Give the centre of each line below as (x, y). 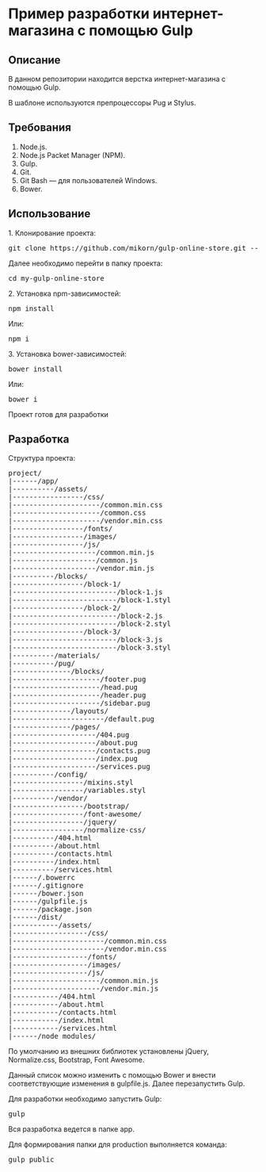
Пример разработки (79, 14)
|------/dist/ (36, 917)
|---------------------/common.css (77, 513)
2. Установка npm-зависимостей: (65, 293)
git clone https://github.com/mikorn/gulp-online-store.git (127, 248)
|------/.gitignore (46, 886)
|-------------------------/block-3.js (85, 640)
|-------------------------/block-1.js (85, 592)
